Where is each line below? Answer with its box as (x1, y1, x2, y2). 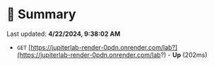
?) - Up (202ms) (160, 51, 208, 59)
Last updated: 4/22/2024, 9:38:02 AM (6, 29, 121, 38)
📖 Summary (6, 6, 76, 22)
